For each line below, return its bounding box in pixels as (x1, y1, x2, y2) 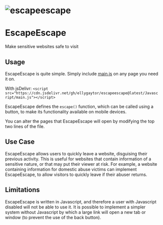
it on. (5, 76, 16, 82)
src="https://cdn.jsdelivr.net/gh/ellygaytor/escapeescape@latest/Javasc (5, 91, 159, 96)
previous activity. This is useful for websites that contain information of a (5, 156, 151, 162)
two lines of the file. (5, 123, 45, 129)
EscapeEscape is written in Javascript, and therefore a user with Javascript (5, 199, 157, 204)
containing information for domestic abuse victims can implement (5, 166, 137, 172)
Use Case (5, 138, 35, 146)
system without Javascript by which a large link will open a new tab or (5, 209, 146, 215)
